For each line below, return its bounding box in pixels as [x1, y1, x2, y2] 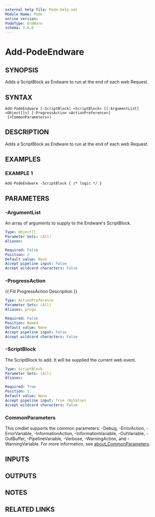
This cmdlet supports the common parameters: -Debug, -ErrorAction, [5, 425, 146, 431]
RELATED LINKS [5, 505, 55, 514]
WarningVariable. [5, 441, 40, 447]
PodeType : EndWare [5, 21, 43, 26]
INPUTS [5, 455, 29, 464]
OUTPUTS [5, 471, 37, 480]
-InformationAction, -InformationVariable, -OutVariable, [34, 431, 146, 437]
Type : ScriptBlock [5, 366, 43, 371]
